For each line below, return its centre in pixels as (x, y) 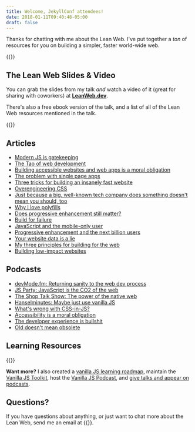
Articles (21, 143)
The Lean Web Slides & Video (61, 75)
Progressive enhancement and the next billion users (78, 232)
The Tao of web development (50, 163)
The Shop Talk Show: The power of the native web (76, 296)
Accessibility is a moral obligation (55, 314)
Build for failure (33, 220)
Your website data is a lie (45, 238)
